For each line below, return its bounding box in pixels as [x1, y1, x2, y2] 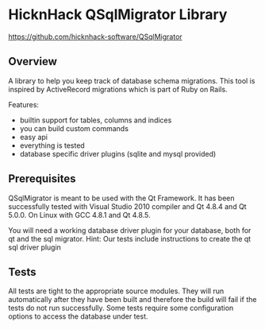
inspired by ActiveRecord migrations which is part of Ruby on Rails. [8, 84, 228, 94]
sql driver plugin [8, 242, 62, 252]
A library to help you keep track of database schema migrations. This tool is [8, 75, 255, 85]
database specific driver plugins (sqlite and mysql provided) [19, 149, 217, 158]
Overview [8, 55, 58, 68]
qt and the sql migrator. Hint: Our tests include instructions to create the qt [8, 234, 252, 243]
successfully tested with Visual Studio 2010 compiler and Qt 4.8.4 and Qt [8, 201, 248, 211]
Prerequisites [8, 172, 76, 186]
